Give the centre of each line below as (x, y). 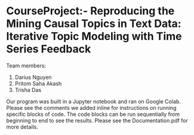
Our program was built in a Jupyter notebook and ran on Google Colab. (93, 101)
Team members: (26, 65)
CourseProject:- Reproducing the (90, 11)
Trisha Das (28, 90)
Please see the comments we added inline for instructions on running (91, 108)
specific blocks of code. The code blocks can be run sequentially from (93, 114)
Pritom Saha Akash (38, 83)
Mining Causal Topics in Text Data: (94, 24)
